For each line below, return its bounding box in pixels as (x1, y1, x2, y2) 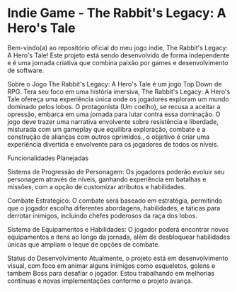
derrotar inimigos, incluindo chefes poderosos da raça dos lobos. (7, 211, 198, 220)
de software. (7, 66, 45, 74)
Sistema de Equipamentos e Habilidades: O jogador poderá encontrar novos (7, 225, 229, 233)
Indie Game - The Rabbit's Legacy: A (7, 5, 226, 21)
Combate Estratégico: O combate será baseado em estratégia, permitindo (7, 196, 223, 205)
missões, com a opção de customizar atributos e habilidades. (7, 182, 186, 191)
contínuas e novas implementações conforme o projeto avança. (7, 276, 193, 285)
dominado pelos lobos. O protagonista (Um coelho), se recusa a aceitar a (7, 102, 221, 111)
